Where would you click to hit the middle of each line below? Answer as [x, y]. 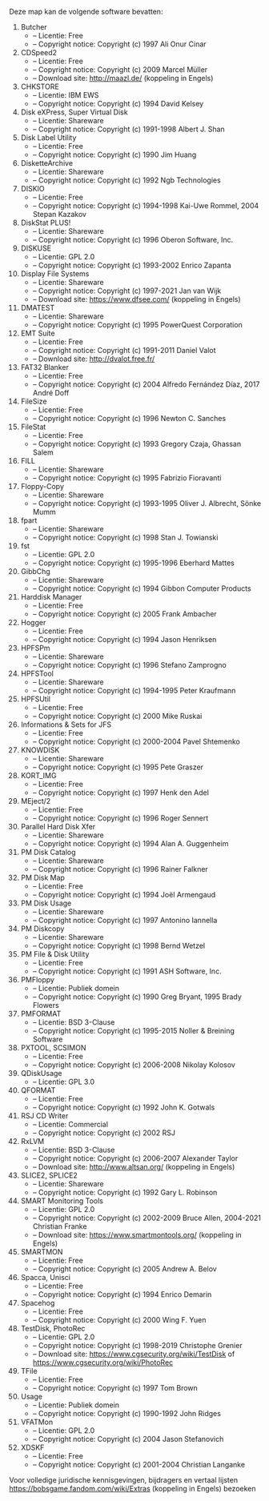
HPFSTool [37, 673]
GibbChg [35, 571]
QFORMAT [38, 1090]
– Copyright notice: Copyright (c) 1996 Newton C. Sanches [129, 418]
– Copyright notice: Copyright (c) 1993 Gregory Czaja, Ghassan [137, 444]
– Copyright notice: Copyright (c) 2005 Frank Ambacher [124, 614]
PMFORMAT [41, 1013]
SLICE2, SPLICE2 [49, 1175]
